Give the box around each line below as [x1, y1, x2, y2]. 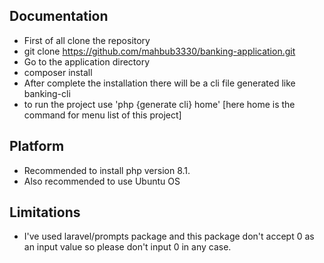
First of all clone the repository [23, 34, 151, 46]
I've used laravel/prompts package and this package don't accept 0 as [23, 230, 315, 243]
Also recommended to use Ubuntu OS [23, 175, 181, 187]
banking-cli [23, 87, 71, 99]
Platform [9, 138, 65, 155]
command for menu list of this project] [23, 109, 182, 121]
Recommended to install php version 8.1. [23, 164, 191, 176]
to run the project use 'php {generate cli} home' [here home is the [23, 98, 296, 110]
